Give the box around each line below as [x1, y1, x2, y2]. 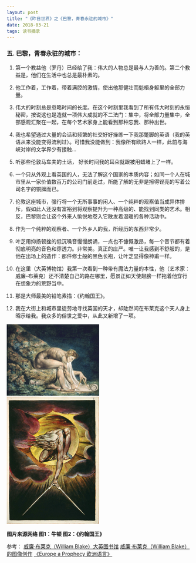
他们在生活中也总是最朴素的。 [31, 71, 103, 78]
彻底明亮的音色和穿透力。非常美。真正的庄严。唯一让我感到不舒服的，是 [15, 245, 190, 252]
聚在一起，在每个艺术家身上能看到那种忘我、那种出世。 [35, 118, 170, 125]
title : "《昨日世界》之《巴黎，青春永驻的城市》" [6, 15, 114, 22]
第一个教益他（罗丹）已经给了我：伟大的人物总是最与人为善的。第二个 [15, 64, 185, 71]
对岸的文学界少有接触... [20, 145, 77, 153]
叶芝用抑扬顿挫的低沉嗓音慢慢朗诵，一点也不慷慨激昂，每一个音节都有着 [15, 237, 190, 244]
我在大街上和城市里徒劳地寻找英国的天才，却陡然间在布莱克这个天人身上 [15, 304, 190, 312]
